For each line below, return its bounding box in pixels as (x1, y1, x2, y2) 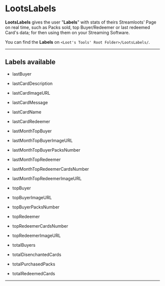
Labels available (5, 58, 55, 66)
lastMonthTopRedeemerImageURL (12, 175, 82, 182)
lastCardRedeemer (12, 118, 51, 124)
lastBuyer (12, 71, 32, 77)
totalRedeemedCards (12, 270, 55, 276)
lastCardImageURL (12, 90, 51, 96)
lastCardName (12, 109, 42, 115)
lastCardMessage (12, 99, 48, 105)
